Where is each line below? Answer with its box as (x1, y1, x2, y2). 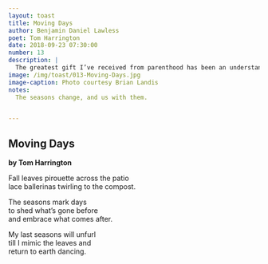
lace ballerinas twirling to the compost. (8, 182, 136, 191)
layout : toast (8, 11, 56, 20)
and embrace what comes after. (8, 215, 113, 224)
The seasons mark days (8, 197, 88, 207)
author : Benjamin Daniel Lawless (8, 26, 120, 34)
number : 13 (8, 49, 45, 57)
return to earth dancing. (8, 246, 86, 256)
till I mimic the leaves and (8, 238, 92, 248)
